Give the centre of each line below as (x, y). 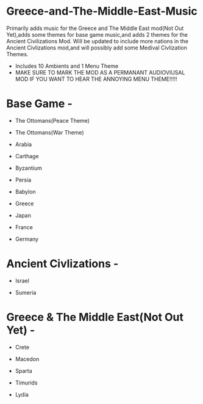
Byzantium (29, 168)
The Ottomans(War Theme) (49, 132)
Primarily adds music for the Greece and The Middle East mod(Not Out (95, 28)
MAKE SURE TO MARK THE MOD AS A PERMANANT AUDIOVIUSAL (100, 72)
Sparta (23, 370)
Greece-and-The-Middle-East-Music (102, 11)
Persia (23, 180)
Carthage (27, 156)
